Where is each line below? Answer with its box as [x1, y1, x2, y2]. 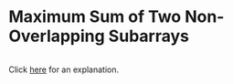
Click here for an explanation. [8, 64, 120, 75]
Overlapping [8, 26, 106, 47]
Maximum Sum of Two [8, 6, 182, 27]
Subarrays [108, 26, 189, 47]
